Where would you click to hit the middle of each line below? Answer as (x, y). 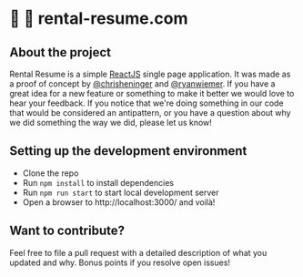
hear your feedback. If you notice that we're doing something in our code (146, 103)
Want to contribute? (67, 231)
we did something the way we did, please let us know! (111, 123)
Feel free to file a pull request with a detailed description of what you (138, 252)
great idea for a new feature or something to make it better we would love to (152, 93)
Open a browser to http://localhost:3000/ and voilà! (119, 202)
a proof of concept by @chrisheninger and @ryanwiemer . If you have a (142, 84)
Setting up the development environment (128, 151)
